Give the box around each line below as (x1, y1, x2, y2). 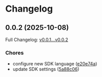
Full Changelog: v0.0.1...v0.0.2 (5, 36, 68, 43)
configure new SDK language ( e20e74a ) (12, 61, 97, 67)
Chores (5, 49, 24, 56)
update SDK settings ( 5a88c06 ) (12, 66, 80, 72)
